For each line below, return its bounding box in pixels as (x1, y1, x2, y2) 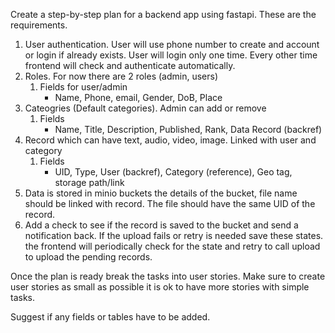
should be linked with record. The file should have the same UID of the (24, 198, 316, 209)
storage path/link (54, 177, 125, 188)
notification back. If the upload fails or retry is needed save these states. (24, 230, 324, 241)
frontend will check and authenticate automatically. (24, 60, 236, 71)
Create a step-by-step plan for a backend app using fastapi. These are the (10, 9, 317, 20)
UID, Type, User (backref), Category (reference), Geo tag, (54, 166, 293, 178)
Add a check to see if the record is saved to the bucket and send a (24, 219, 299, 231)
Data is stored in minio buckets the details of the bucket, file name (24, 187, 298, 199)
